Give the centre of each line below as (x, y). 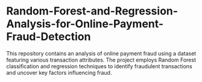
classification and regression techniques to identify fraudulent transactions (99, 66)
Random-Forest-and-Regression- (92, 11)
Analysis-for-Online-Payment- (85, 24)
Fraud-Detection (49, 37)
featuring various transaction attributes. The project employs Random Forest (101, 60)
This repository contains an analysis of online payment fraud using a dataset (101, 53)
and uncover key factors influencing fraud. (59, 72)
